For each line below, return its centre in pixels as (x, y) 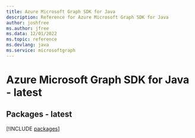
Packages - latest (39, 115)
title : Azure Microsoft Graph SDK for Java (61, 12)
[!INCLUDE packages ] (33, 128)
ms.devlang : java (28, 45)
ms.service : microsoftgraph (41, 51)
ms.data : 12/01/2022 (32, 34)
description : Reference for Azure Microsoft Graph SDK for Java (87, 17)
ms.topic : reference (32, 39)
